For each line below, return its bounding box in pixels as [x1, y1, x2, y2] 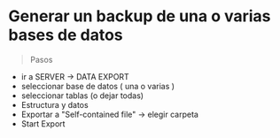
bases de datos [8, 25, 123, 45]
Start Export [20, 118, 66, 129]
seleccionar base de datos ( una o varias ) [20, 80, 175, 91]
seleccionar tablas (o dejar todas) [20, 90, 144, 101]
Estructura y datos [20, 99, 89, 110]
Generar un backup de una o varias [8, 6, 271, 27]
